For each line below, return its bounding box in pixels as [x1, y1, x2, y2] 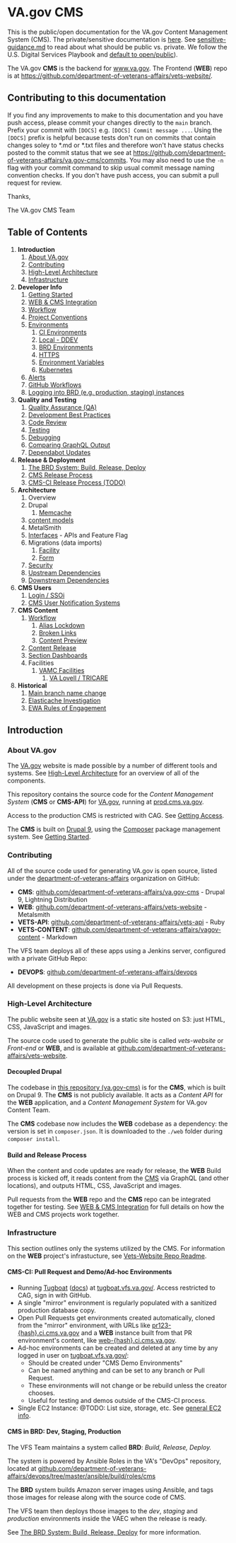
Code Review [28, 418, 67, 427]
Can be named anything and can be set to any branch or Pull [28, 1366, 205, 1375]
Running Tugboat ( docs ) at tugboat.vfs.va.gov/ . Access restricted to [17, 1283, 216, 1292]
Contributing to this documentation [7, 92, 166, 104]
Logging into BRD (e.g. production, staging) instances [28, 388, 185, 396]
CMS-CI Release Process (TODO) [28, 478, 126, 487]
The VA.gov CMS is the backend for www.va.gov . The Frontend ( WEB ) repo [7, 64, 228, 72]
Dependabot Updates [28, 448, 91, 456]
